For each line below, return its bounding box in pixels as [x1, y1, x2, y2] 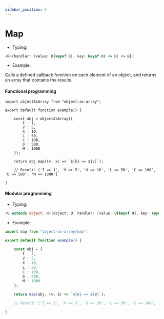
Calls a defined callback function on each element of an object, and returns [5, 72, 157, 78]
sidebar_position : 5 [5, 7, 47, 12]
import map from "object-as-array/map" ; [5, 229, 89, 234]
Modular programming [5, 191, 52, 197]
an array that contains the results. [5, 77, 73, 83]
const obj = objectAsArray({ [14, 116, 73, 121]
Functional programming [5, 88, 57, 94]
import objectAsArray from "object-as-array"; [5, 99, 102, 104]
